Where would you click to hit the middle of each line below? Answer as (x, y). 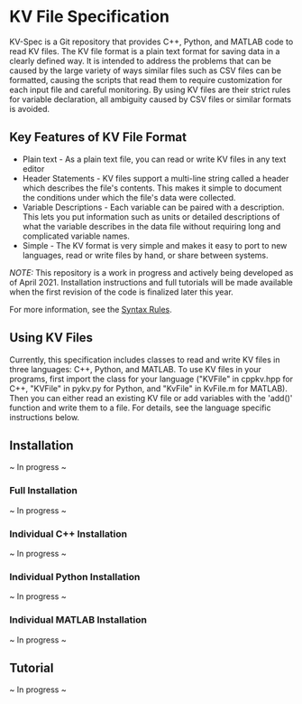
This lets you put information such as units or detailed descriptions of (151, 216)
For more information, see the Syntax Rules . (91, 309)
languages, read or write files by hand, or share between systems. (145, 255)
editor (33, 168)
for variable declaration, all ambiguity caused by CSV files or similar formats (150, 99)
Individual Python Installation (75, 577)
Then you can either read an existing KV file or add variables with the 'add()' (151, 398)
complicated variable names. (76, 236)
